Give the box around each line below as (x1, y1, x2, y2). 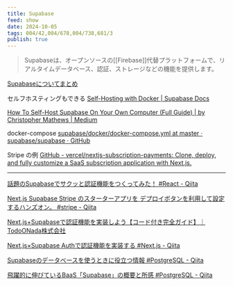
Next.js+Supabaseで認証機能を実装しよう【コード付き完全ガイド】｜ (7, 218, 206, 226)
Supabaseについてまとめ (7, 79, 78, 88)
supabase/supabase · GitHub (7, 136, 91, 145)
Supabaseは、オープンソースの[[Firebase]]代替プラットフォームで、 (24, 56, 220, 65)
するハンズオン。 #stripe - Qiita (7, 203, 97, 212)
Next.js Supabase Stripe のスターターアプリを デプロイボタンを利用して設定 (7, 194, 225, 202)
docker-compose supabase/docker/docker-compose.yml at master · (7, 129, 203, 138)
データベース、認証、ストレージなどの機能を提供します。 (54, 65, 218, 73)
